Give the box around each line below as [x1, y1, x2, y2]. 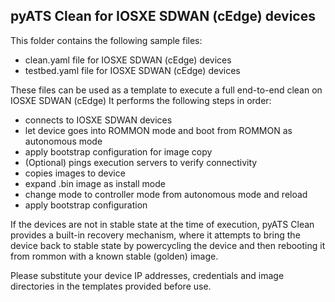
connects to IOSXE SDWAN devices [24, 114, 173, 126]
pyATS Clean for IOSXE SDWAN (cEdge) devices [10, 8, 316, 25]
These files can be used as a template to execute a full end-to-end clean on [10, 84, 323, 96]
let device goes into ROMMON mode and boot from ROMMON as [24, 124, 293, 136]
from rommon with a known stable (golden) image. [10, 250, 219, 262]
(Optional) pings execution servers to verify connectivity [24, 156, 258, 168]
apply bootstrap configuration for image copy [24, 145, 213, 158]
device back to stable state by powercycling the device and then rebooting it [10, 239, 326, 251]
